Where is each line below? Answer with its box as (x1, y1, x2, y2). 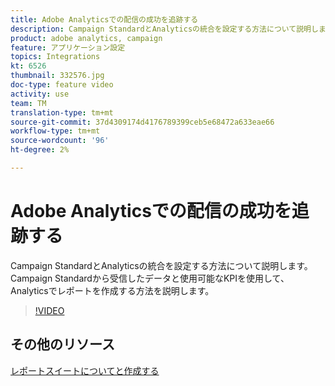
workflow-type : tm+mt (10, 126, 101, 136)
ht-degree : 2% (10, 145, 70, 155)
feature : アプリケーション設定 (10, 42, 126, 53)
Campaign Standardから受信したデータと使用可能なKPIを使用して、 (10, 272, 290, 284)
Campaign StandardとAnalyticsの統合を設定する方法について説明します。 (10, 259, 313, 271)
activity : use (10, 89, 70, 99)
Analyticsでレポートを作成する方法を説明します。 (10, 284, 215, 296)
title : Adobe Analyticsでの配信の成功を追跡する (10, 14, 199, 25)
